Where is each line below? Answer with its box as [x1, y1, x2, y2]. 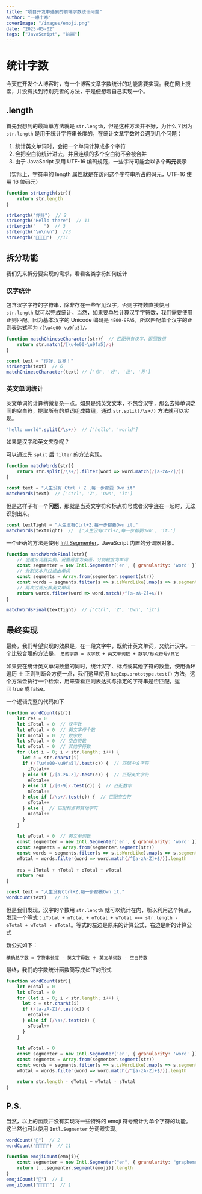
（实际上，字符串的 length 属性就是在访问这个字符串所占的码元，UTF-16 [6, 170, 185, 178]
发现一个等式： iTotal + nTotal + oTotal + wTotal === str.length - [6, 914, 178, 921]
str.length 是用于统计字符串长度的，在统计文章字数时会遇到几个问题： [6, 130, 182, 137]
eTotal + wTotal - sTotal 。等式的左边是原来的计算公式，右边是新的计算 [6, 921, 187, 928]
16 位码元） [13, 178, 41, 185]
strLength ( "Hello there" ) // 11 [6, 218, 90, 224]
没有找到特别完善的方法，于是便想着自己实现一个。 [22, 88, 148, 95]
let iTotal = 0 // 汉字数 [17, 721, 82, 727]
